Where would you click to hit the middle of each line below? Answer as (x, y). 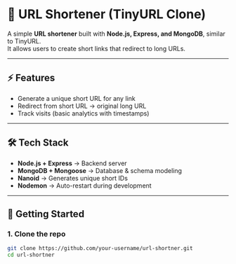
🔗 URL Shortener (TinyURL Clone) (106, 14)
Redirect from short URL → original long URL (82, 106)
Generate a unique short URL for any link (76, 98)
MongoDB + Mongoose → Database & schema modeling (100, 170)
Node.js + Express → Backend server (72, 163)
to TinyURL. (24, 41)
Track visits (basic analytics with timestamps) (83, 113)
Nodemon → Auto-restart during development (85, 186)
